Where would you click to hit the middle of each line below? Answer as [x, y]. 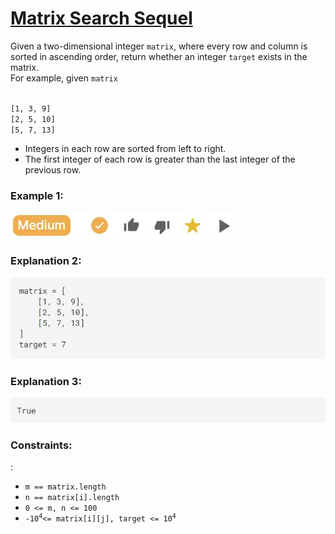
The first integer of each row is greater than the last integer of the [160, 159]
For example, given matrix [64, 78]
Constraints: [41, 445]
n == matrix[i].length [72, 498]
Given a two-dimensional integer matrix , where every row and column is [159, 46]
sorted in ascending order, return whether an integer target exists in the [159, 56]
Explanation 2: [46, 261]
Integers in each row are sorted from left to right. [125, 148]
